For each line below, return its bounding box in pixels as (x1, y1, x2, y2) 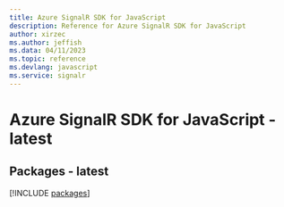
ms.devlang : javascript (9, 63, 99, 72)
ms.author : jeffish (9, 37, 82, 47)
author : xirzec (9, 29, 66, 38)
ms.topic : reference (9, 54, 87, 63)
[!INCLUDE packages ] (9, 187, 90, 198)
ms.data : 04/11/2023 (9, 46, 87, 55)
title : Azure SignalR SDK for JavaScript (9, 12, 167, 22)
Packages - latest (9, 164, 109, 179)
